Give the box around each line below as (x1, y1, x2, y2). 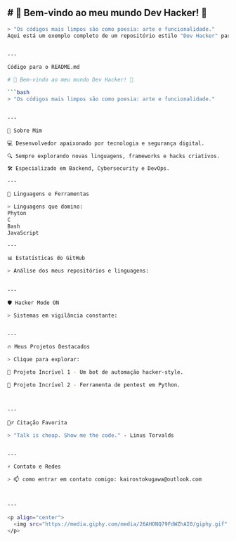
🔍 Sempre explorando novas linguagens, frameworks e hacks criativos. (7, 152, 220, 159)
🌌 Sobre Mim (7, 127, 42, 134)
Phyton (7, 209, 27, 216)
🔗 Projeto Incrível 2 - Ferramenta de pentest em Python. (7, 382, 181, 389)
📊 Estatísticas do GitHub (7, 254, 86, 262)
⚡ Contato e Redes (7, 463, 61, 471)
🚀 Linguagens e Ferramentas (7, 190, 90, 197)
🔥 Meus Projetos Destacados (7, 344, 90, 351)
